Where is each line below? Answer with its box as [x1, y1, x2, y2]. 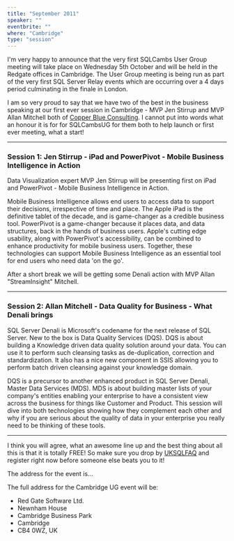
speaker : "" [7, 17, 42, 24]
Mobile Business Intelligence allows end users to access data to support [7, 197, 214, 206]
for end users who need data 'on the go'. [7, 257, 124, 265]
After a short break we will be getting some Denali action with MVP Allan [7, 270, 215, 279]
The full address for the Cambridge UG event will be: [7, 482, 159, 492]
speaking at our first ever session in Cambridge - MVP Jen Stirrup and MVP [7, 106, 225, 114]
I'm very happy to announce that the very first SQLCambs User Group [7, 55, 208, 63]
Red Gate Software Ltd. [17, 496, 85, 505]
